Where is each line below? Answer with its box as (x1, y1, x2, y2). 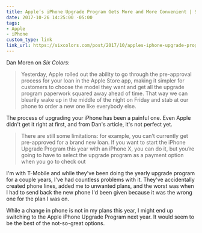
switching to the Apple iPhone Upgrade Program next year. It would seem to (6, 213, 194, 220)
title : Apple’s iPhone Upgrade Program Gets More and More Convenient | (6, 8, 192, 15)
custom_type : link (6, 37, 52, 43)
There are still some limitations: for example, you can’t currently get (20, 132, 188, 139)
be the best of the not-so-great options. (6, 219, 105, 226)
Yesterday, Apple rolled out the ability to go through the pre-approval (20, 70, 192, 78)
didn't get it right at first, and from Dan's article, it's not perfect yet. (6, 120, 173, 128)
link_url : (6, 43, 31, 49)
